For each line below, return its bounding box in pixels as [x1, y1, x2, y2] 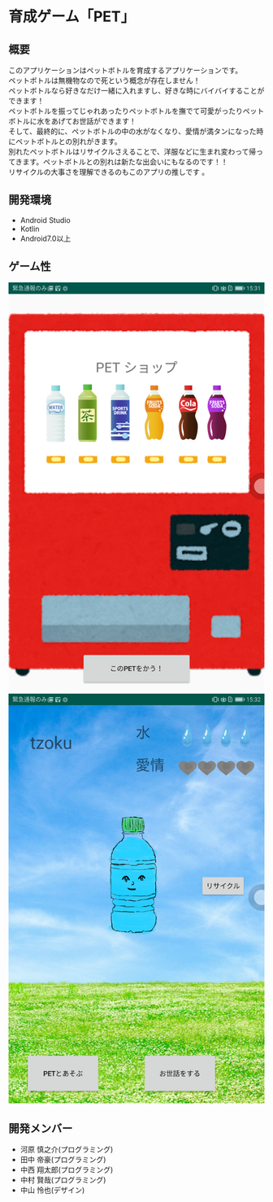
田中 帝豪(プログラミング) [19, 1155, 106, 1165]
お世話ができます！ [71, 116, 136, 126]
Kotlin [19, 224, 40, 233]
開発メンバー [8, 1121, 73, 1135]
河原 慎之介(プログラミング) [19, 1144, 114, 1155]
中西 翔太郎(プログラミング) [19, 1165, 114, 1175]
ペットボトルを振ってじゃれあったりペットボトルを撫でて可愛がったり [8, 107, 244, 115]
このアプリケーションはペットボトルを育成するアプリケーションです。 [8, 66, 243, 75]
